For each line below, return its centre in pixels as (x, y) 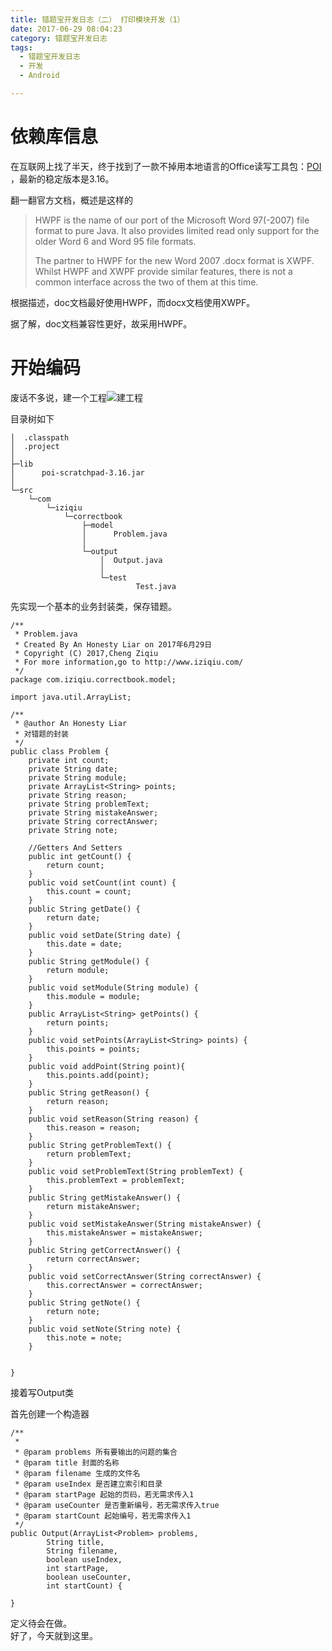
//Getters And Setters (75, 847)
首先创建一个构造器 (50, 1413)
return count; (75, 865)
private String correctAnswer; (93, 821)
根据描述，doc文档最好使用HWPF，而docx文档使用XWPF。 (133, 302)
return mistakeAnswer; (93, 1206)
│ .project (35, 446)
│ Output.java (131, 560)
